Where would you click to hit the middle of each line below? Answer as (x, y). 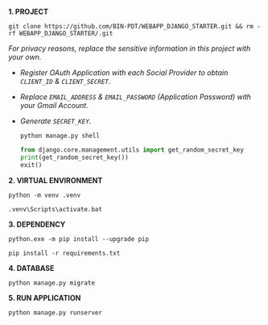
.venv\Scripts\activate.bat (56, 209)
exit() (31, 165)
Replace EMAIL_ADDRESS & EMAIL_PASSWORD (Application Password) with (136, 97)
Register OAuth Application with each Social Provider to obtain (124, 73)
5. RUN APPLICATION (45, 298)
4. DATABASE (31, 268)
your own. (25, 57)
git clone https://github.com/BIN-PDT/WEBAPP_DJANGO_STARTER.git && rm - (135, 27)
